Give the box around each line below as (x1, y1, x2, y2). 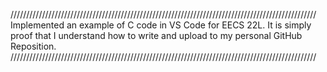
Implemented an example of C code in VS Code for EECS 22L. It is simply (10, 19, 312, 31)
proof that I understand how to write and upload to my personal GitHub (10, 30, 303, 41)
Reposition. (10, 40, 57, 52)
